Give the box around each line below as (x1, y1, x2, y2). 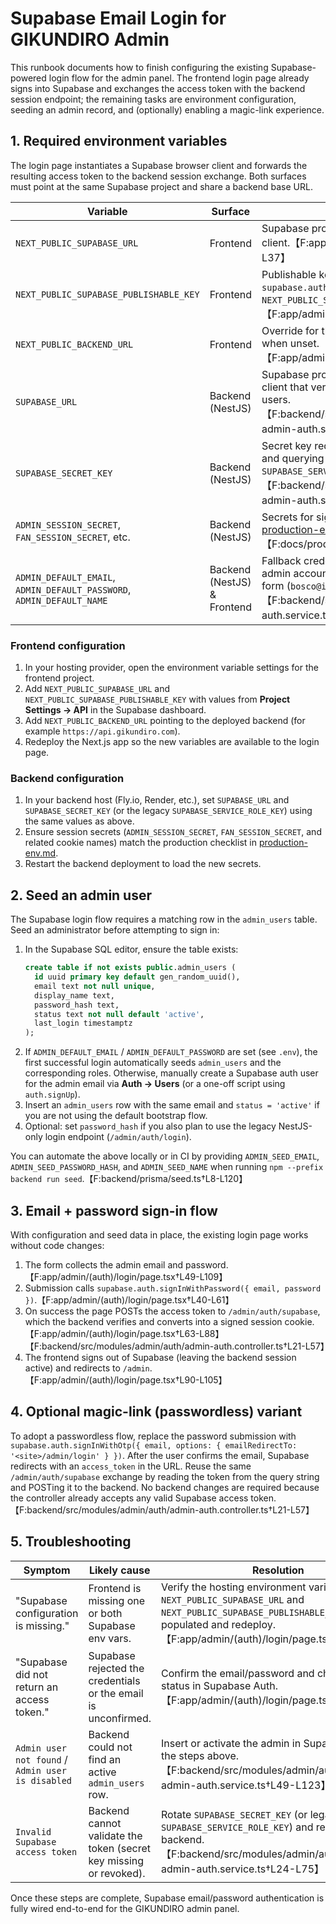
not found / (15, 1752, 68, 1766)
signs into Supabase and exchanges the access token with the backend (10, 82, 306, 94)
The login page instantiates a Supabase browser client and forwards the (10, 159, 308, 171)
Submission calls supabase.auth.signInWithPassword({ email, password (24, 1282, 322, 1294)
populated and (161, 1617, 230, 1631)
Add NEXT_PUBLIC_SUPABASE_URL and (24, 683, 171, 695)
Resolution (251, 1563, 305, 1577)
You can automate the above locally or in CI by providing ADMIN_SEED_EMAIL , (10, 1150, 320, 1162)
